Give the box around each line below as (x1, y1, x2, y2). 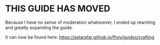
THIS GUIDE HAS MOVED (5, 3, 111, 14)
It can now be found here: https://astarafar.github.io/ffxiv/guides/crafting (5, 34, 155, 40)
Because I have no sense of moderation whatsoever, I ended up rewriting (5, 19, 156, 25)
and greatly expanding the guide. (5, 24, 73, 30)
